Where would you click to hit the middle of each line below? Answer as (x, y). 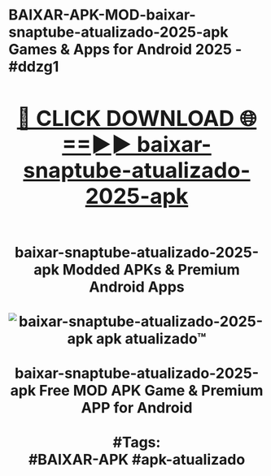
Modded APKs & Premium (151, 269)
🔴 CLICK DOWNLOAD (125, 118)
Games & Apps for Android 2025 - (125, 50)
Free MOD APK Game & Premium (151, 390)
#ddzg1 (34, 67)
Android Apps (137, 287)
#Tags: (137, 442)
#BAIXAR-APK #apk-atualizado (137, 459)
